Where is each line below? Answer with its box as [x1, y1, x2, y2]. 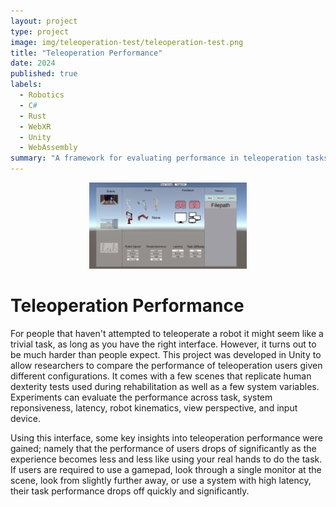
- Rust [19, 111, 47, 121]
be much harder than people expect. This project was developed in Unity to [10, 348, 322, 360]
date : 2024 [10, 58, 56, 69]
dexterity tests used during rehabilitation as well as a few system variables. [10, 380, 320, 392]
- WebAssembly [19, 143, 78, 153]
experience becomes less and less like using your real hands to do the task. [10, 453, 323, 465]
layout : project [10, 16, 78, 26]
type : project [10, 26, 70, 37]
